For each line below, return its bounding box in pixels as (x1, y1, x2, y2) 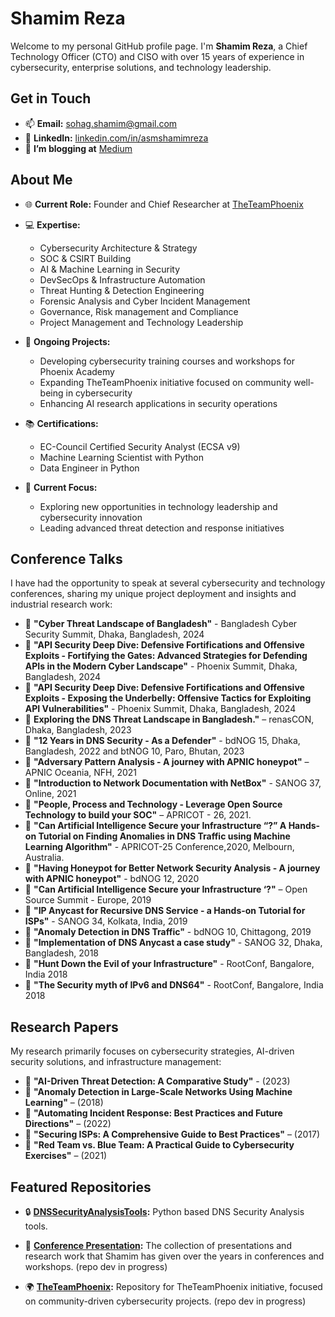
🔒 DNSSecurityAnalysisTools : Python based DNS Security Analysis (24, 1206, 305, 1217)
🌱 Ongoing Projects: (24, 335, 111, 347)
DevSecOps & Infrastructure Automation (39, 273, 206, 286)
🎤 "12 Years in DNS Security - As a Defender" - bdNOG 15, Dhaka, (24, 735, 301, 747)
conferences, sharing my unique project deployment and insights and (10, 588, 297, 600)
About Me (10, 172, 73, 189)
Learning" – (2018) (24, 1097, 104, 1109)
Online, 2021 (24, 788, 77, 800)
